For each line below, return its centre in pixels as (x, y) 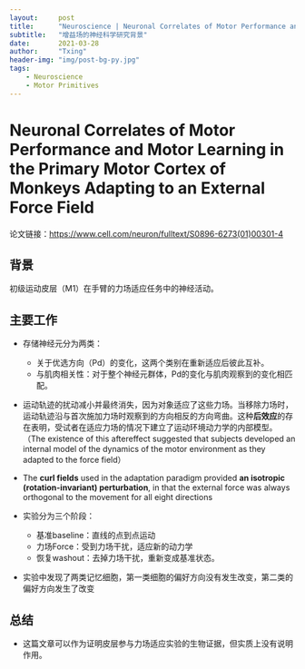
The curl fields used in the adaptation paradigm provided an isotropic (154, 478)
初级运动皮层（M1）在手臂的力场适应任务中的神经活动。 (114, 289)
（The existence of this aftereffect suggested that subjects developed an (159, 439)
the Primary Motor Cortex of (118, 168)
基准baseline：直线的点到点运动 (96, 536)
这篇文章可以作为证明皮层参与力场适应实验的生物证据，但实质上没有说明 (157, 644)
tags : (20, 69)
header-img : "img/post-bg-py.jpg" (75, 60)
